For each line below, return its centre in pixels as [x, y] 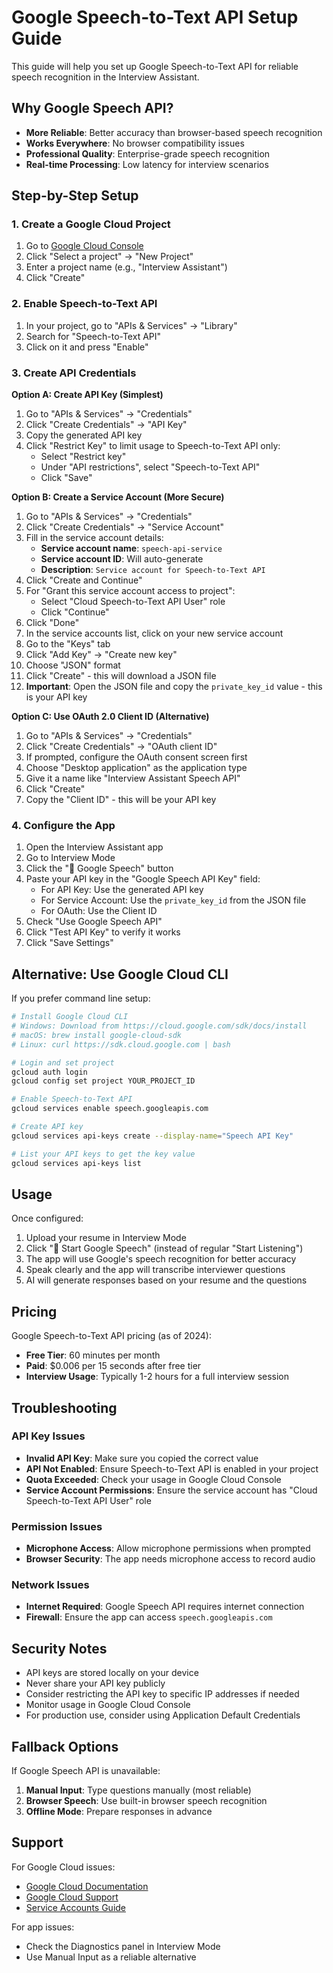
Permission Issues [57, 1526]
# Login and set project [63, 1062]
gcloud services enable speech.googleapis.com [110, 1109]
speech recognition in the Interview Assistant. [105, 77]
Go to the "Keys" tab [68, 644]
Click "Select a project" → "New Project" [109, 257]
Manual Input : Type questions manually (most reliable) [138, 1790]
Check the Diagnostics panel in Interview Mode [123, 1946]
